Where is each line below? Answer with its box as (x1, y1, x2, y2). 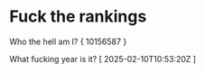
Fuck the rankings (9, 6, 147, 27)
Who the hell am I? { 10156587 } (9, 36, 127, 47)
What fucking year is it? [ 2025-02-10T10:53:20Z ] (9, 53, 197, 64)
